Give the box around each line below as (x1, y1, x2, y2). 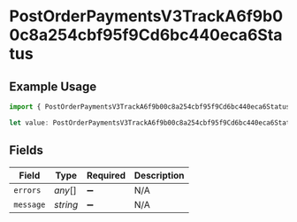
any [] (54, 184, 77, 196)
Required (87, 169, 126, 181)
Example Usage (9, 79, 97, 94)
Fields (9, 143, 44, 158)
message (13, 199, 46, 210)
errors (13, 185, 42, 195)
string (54, 198, 79, 211)
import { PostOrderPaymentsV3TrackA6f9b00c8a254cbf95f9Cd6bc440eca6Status (9, 103, 291, 111)
